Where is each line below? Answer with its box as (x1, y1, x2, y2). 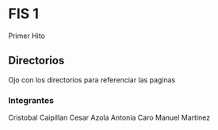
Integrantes (8, 94, 54, 105)
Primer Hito (8, 31, 46, 40)
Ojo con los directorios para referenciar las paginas (8, 75, 176, 84)
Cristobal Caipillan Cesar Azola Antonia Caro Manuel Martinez (8, 113, 211, 123)
